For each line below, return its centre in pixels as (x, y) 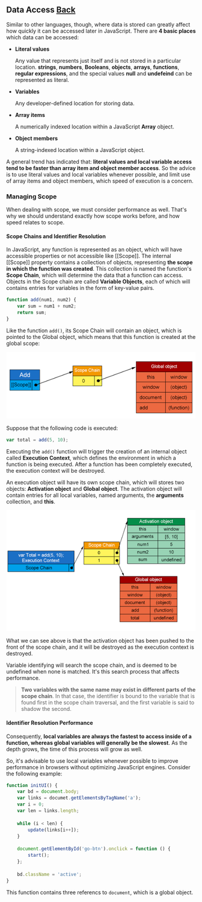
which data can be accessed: (43, 37)
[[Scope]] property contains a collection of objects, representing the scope (100, 262)
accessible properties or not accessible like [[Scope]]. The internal (89, 256)
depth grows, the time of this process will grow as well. (75, 749)
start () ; (39, 856)
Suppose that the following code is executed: (62, 428)
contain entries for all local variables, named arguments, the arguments (95, 495)
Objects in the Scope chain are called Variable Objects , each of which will (98, 282)
